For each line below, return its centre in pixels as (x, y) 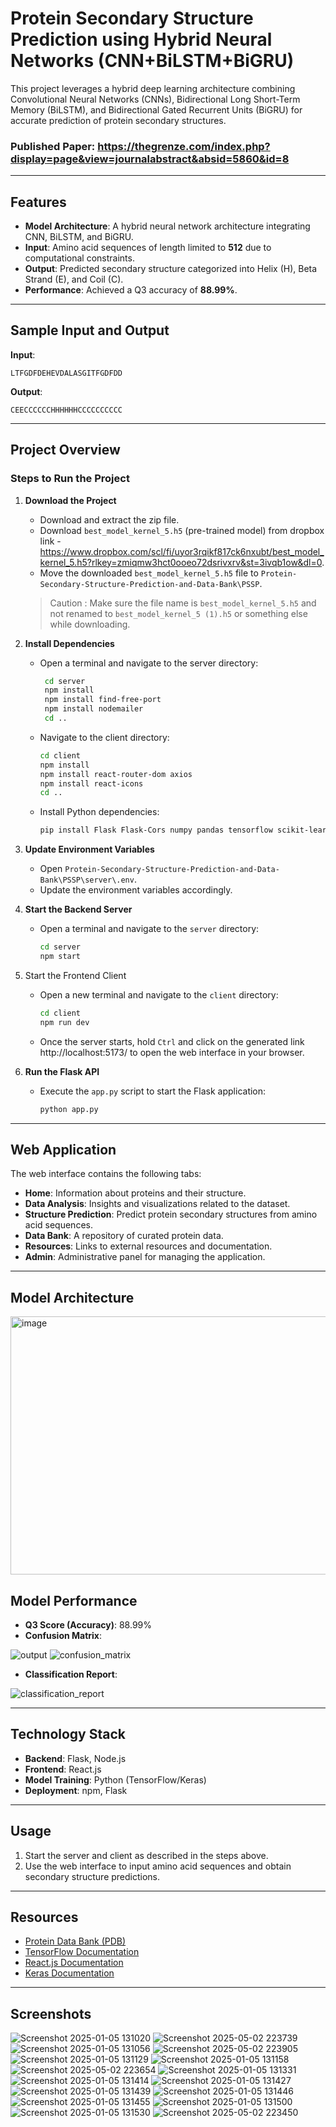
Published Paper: (53, 146)
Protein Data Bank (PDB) (75, 1941)
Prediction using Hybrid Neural (141, 39)
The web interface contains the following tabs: (106, 1174)
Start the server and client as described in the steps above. (146, 1855)
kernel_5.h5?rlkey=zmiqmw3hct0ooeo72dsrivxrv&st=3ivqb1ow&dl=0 (181, 562)
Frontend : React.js (63, 1769)
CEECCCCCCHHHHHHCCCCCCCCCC (66, 410)
